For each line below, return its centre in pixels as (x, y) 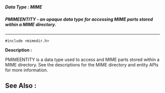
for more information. (27, 70)
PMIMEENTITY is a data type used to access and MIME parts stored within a (82, 60)
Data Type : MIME (24, 7)
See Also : (21, 85)
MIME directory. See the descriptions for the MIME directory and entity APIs (82, 65)
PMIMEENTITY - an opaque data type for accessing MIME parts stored (79, 19)
